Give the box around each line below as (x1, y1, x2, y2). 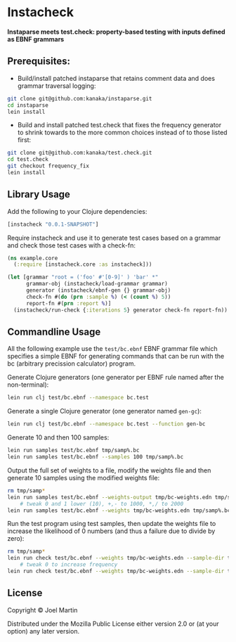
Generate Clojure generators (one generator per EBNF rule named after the (7, 373, 225, 382)
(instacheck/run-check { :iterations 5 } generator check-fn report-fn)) (13, 307, 228, 314)
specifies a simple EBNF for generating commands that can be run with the (7, 352, 225, 361)
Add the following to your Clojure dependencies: (7, 207, 147, 215)
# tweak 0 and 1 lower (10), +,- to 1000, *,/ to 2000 (20, 500, 184, 507)
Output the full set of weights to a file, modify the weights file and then (7, 466, 211, 475)
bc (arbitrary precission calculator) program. (7, 359, 136, 368)
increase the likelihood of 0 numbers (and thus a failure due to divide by (7, 527, 216, 535)
